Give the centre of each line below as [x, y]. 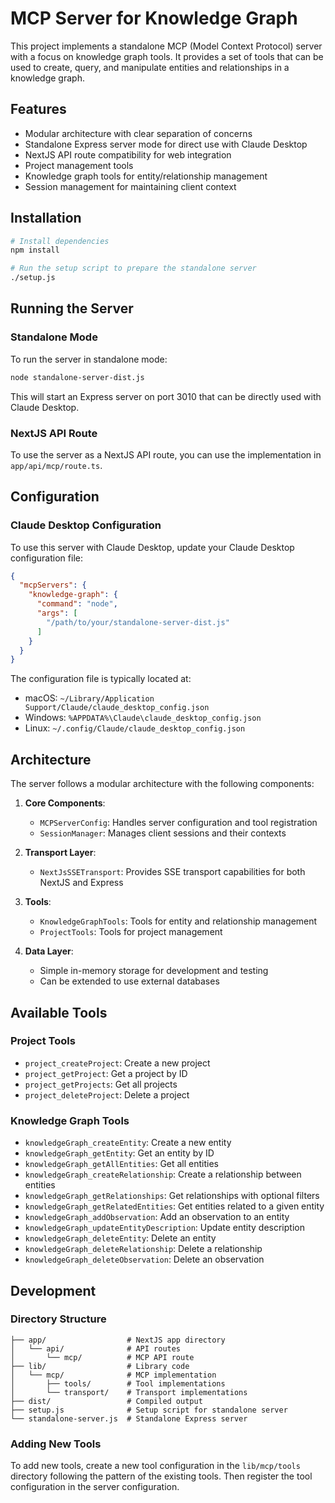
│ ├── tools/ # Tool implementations [118, 1383]
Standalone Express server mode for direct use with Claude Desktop [166, 144]
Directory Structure [58, 1319]
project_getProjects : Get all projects [101, 1084]
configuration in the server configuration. [95, 1487]
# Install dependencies [60, 241]
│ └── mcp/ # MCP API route [102, 1357]
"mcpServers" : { [53, 585]
